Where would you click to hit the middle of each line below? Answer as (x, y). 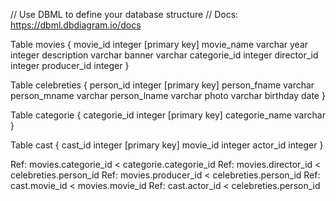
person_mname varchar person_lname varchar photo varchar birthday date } (168, 95)
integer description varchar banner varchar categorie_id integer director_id (164, 55)
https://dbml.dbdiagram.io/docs (76, 25)
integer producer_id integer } (70, 65)
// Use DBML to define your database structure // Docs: (124, 14)
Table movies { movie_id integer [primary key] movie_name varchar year (159, 44)
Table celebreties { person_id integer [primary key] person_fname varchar (162, 85)
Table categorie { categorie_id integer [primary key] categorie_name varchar (168, 115)
